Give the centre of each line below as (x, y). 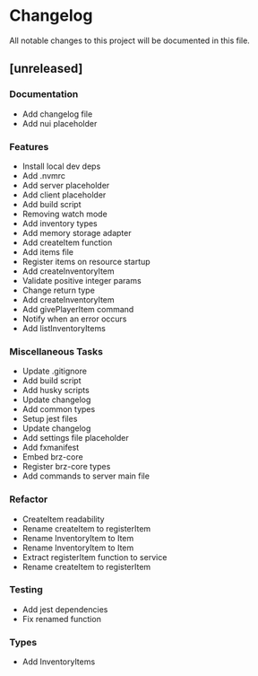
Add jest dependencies (65, 609)
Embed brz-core (52, 457)
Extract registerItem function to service (95, 557)
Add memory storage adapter (77, 233)
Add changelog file (57, 114)
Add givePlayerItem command (78, 309)
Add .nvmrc (43, 175)
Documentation (44, 94)
